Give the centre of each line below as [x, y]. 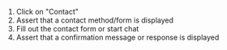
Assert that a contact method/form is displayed [95, 20]
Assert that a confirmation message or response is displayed [118, 37]
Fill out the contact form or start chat [77, 29]
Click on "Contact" [47, 12]
